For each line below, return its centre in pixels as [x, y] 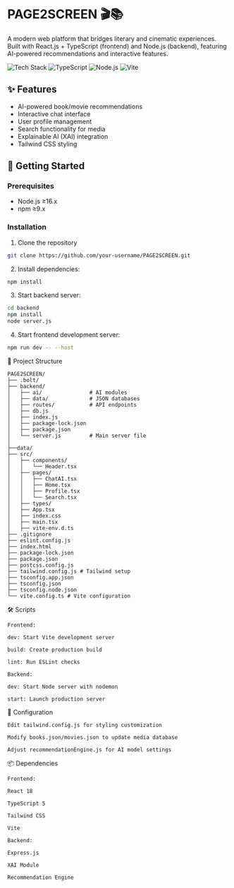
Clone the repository [47, 242]
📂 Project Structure [35, 361]
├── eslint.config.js [39, 541]
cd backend [23, 308]
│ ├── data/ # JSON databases [74, 399]
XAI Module [23, 865]
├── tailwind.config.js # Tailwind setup [69, 571]
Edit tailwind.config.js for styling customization [85, 725]
